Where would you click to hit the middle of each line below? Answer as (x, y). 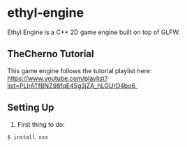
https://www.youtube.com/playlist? (58, 78)
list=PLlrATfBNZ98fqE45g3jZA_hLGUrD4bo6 (71, 86)
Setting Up (31, 108)
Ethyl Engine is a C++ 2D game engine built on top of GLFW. (93, 32)
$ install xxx (28, 137)
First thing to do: (41, 124)
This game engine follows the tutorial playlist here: (80, 70)
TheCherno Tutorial (51, 54)
